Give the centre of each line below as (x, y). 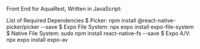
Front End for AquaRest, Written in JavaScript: (64, 9)
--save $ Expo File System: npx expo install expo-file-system (117, 27)
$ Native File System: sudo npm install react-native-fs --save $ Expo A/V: (98, 33)
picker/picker (23, 27)
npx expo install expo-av (37, 40)
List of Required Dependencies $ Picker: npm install (71, 20)
